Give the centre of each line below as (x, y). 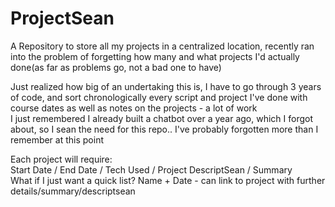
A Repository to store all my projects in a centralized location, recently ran (162, 46)
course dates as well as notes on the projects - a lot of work (134, 108)
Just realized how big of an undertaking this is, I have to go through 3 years (166, 86)
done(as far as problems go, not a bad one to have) (116, 67)
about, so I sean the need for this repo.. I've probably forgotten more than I (164, 129)
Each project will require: (61, 159)
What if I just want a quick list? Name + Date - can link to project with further (168, 180)
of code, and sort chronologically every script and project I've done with (159, 97)
